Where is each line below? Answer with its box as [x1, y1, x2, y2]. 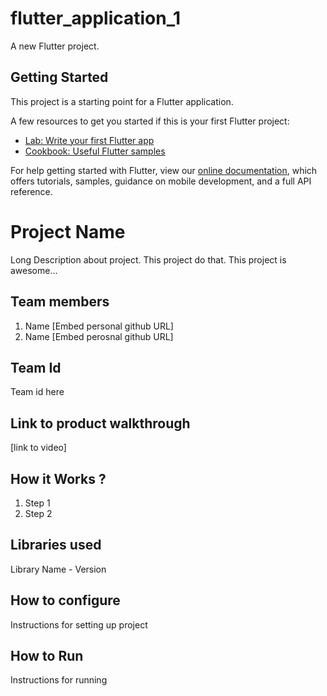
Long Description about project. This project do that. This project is [10, 253, 287, 266]
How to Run [10, 647, 84, 664]
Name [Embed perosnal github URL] [24, 330, 174, 342]
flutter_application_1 [10, 7, 182, 30]
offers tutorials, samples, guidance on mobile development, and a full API [10, 175, 312, 187]
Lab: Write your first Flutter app [24, 134, 155, 146]
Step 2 [24, 507, 53, 519]
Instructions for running [10, 674, 108, 686]
